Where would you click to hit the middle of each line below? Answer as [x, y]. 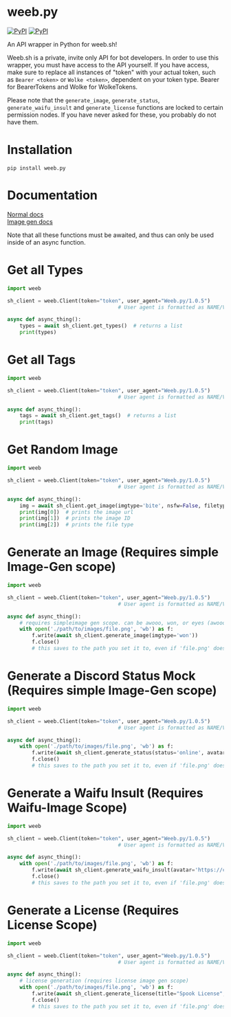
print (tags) [36, 422]
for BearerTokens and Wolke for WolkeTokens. [73, 87]
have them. [23, 122]
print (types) [38, 333]
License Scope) [52, 925]
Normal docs [25, 214]
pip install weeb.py [37, 168]
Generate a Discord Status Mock [101, 676]
